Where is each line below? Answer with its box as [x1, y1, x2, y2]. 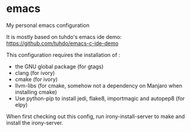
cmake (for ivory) [14, 76, 58, 83]
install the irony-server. [6, 119, 64, 126]
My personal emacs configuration [6, 22, 90, 29]
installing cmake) [14, 88, 57, 95]
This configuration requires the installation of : [6, 51, 121, 58]
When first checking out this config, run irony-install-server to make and [6, 113, 185, 120]
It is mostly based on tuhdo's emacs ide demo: [6, 33, 122, 40]
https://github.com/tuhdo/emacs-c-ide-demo [6, 40, 119, 47]
